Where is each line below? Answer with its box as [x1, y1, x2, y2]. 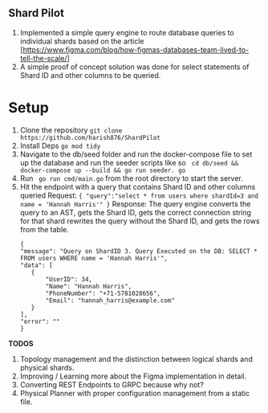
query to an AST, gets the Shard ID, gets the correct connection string [19, 207, 251, 217]
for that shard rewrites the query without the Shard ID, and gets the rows [19, 216, 260, 226]
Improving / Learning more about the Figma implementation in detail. [19, 371, 247, 381]
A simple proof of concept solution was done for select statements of [19, 62, 250, 72]
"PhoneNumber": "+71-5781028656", [45, 289, 161, 297]
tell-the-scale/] [19, 53, 71, 63]
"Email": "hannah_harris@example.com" [45, 296, 175, 305]
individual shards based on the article [19, 36, 144, 46]
